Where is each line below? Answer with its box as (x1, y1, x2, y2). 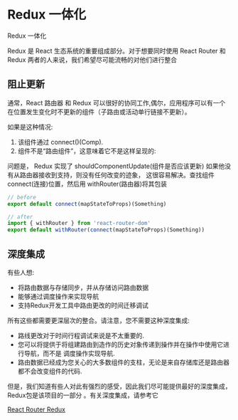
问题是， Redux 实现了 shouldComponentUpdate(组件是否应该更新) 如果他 (7, 162, 225, 170)
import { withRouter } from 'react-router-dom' (7, 220, 151, 227)
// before (7, 194, 37, 201)
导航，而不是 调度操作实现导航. (23, 349, 115, 357)
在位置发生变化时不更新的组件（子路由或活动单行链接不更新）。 (7, 107, 191, 116)
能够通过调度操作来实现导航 (17, 292, 99, 300)
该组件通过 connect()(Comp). (17, 137, 104, 146)
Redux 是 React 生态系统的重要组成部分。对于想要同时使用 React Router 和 (7, 46, 226, 55)
